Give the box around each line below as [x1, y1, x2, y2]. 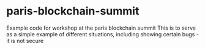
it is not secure [6, 37, 44, 44]
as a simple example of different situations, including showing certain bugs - [6, 30, 199, 38]
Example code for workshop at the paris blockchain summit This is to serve [6, 24, 196, 31]
